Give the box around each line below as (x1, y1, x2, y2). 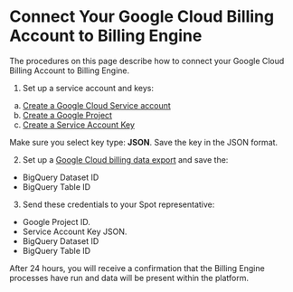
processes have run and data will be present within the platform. (9, 272, 249, 283)
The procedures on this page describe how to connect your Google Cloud (9, 55, 285, 66)
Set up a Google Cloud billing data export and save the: (22, 154, 229, 165)
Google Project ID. (22, 216, 90, 227)
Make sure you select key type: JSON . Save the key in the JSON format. (9, 137, 279, 147)
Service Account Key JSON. (22, 226, 128, 237)
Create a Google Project (22, 109, 113, 120)
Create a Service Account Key (22, 119, 136, 130)
